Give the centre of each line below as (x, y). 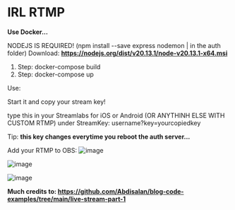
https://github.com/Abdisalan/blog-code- (121, 191)
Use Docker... (28, 32)
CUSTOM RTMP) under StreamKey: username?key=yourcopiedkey (104, 123)
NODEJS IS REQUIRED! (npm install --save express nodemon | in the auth (114, 45)
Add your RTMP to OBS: (42, 150)
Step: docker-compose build (59, 66)
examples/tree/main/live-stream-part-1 (67, 199)
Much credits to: (32, 191)
